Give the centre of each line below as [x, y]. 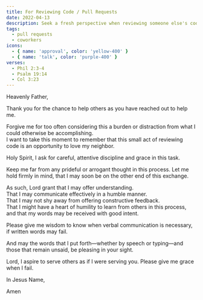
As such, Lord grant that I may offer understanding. [70, 188]
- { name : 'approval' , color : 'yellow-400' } [70, 52]
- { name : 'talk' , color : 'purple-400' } [65, 57]
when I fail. [20, 268]
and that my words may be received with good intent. [72, 213]
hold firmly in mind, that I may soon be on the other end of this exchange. [98, 176]
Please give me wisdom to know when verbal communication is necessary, [100, 225]
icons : [14, 46]
